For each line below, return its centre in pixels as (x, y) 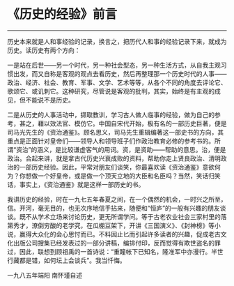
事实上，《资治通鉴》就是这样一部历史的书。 (82, 184)
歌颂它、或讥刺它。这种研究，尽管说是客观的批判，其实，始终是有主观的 (111, 91)
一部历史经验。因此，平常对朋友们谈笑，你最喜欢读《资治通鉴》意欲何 (120, 167)
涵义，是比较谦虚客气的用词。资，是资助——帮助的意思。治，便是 (132, 149)
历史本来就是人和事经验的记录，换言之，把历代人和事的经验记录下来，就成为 (117, 41)
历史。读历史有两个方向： (44, 50)
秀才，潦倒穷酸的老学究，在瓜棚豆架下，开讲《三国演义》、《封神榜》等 (114, 225)
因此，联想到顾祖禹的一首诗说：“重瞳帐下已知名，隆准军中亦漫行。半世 (122, 251)
